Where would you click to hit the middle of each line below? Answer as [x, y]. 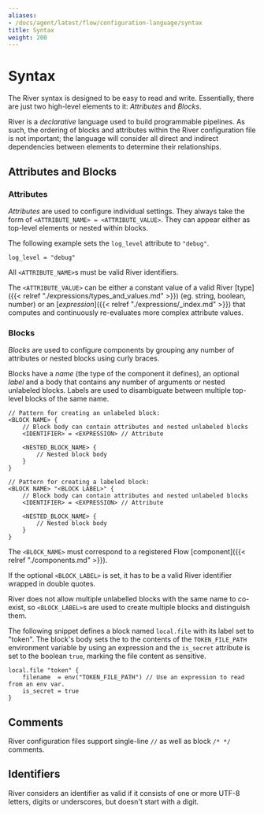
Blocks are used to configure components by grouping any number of [121, 350]
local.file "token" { [44, 671]
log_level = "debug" [42, 257]
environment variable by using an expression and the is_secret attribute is [129, 648]
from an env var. [37, 684]
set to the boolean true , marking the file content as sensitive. [107, 656]
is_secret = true [51, 691]
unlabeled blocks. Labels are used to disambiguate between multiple [119, 390]
